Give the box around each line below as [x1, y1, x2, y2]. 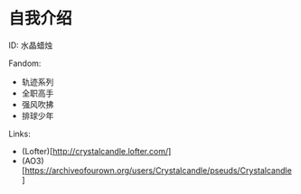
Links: [8, 128, 31, 139]
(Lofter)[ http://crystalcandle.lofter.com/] [21, 145, 172, 156]
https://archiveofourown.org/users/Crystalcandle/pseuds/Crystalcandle [24, 164, 293, 176]
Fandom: [8, 58, 42, 69]
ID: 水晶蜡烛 [8, 40, 53, 51]
